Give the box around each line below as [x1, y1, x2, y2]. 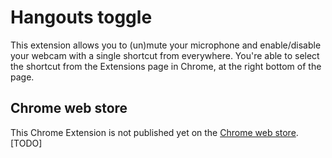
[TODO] [10, 137, 43, 149]
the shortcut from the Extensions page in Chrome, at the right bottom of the [10, 60, 322, 72]
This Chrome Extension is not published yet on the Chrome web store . [10, 126, 299, 138]
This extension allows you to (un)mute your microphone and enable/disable [10, 39, 322, 51]
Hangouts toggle [10, 6, 153, 29]
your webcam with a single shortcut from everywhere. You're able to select [10, 49, 320, 61]
